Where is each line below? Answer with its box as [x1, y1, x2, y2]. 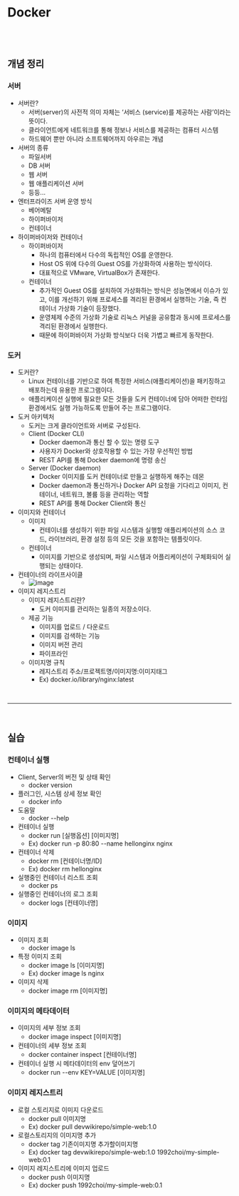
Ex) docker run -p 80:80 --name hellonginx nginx [28, 839, 173, 848]
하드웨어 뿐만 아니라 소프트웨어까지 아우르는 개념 [28, 134, 164, 143]
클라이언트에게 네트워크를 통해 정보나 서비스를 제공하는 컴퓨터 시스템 [28, 126, 219, 134]
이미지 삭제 [17, 977, 49, 985]
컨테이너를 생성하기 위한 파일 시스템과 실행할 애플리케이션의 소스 [38, 525, 218, 534]
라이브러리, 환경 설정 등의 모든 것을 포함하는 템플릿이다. [48, 534, 202, 543]
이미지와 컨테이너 [17, 507, 66, 516]
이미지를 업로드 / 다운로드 [38, 622, 110, 631]
